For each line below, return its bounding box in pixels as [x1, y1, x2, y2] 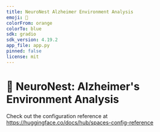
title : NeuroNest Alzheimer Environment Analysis [6, 8, 134, 15]
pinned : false [6, 48, 42, 54]
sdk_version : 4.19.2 [6, 37, 59, 43]
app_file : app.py [6, 43, 50, 49]
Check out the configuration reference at [6, 112, 108, 119]
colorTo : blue [6, 25, 42, 32]
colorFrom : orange [6, 20, 53, 26]
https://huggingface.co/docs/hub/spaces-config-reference [6, 119, 154, 126]
